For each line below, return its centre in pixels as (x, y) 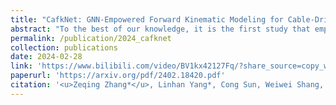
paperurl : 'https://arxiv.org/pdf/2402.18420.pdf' (118, 76)
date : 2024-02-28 (46, 57)
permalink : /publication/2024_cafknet (91, 38)
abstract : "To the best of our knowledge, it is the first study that (160, 29)
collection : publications (64, 47)
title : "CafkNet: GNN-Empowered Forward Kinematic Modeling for (147, 19)
